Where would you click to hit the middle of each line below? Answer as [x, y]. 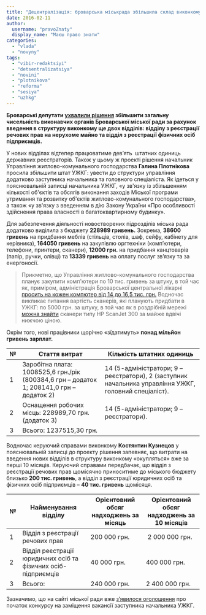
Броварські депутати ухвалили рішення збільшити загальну [88, 115]
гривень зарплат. [30, 339]
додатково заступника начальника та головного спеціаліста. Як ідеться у [103, 179]
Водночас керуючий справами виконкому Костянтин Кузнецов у [93, 445]
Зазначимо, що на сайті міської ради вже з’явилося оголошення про [96, 598]
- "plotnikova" [31, 80]
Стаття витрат [60, 354]
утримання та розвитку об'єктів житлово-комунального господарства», [101, 199]
